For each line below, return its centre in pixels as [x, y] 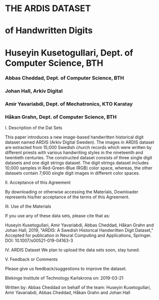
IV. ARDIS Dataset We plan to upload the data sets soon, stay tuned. [72, 250]
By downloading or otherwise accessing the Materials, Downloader [72, 192]
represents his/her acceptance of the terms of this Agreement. [67, 197]
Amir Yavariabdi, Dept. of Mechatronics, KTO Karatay [69, 104]
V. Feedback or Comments [31, 259]
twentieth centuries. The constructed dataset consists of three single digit [79, 157]
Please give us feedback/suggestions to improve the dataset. [66, 269]
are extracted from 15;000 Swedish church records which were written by [78, 147]
